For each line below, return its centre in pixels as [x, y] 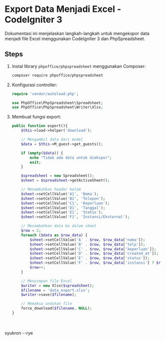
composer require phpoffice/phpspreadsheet [57, 75]
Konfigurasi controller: [34, 85]
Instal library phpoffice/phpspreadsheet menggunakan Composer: [79, 66]
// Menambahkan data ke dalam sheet [59, 226]
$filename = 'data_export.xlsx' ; [55, 290]
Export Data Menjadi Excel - [63, 9]
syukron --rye [19, 333]
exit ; [35, 162]
